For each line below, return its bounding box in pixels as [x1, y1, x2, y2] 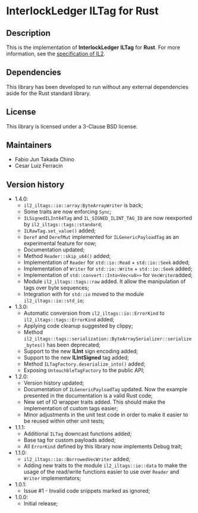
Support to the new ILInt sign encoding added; [23, 348, 139, 355]
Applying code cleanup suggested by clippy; [23, 322, 133, 330]
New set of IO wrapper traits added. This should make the [23, 398, 166, 406]
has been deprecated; [46, 342, 101, 349]
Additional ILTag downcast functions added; [23, 430, 132, 437]
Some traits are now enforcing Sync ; [23, 208, 112, 216]
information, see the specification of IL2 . [6, 50, 106, 57]
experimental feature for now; [23, 240, 97, 247]
